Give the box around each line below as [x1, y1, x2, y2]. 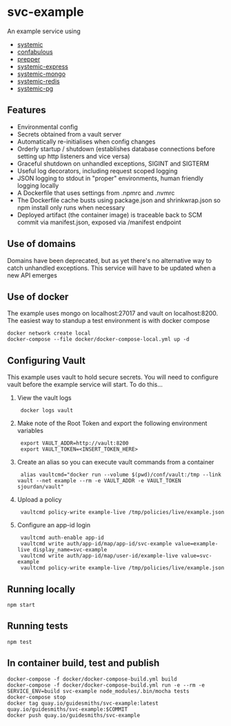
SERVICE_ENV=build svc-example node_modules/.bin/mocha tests [7, 687, 190, 694]
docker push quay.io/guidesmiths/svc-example [7, 712, 140, 718]
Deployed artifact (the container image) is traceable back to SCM [17, 210, 202, 219]
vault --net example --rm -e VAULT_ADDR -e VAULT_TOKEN [17, 478, 181, 484]
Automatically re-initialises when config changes [17, 137, 156, 146]
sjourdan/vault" [17, 484, 64, 491]
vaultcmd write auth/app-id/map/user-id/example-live [20, 553, 179, 560]
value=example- [174, 540, 219, 547]
